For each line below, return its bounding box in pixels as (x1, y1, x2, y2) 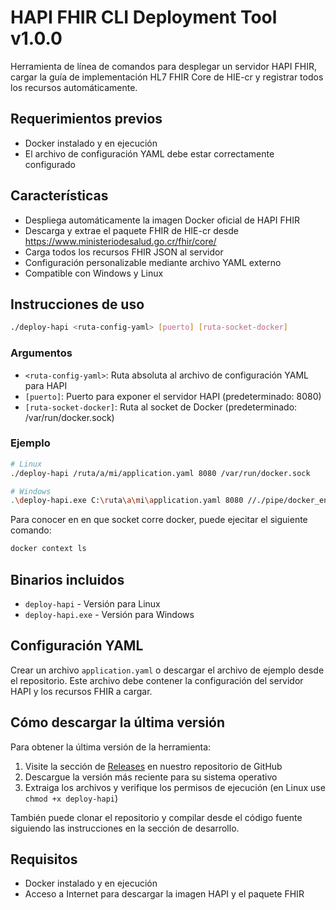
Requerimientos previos (10, 111, 163, 128)
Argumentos (10, 346, 73, 360)
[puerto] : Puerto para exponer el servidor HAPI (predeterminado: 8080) (24, 390, 322, 402)
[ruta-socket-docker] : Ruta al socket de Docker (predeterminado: (24, 401, 298, 413)
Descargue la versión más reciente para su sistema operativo (24, 771, 278, 783)
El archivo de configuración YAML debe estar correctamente (24, 147, 275, 160)
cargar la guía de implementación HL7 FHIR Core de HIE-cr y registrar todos (10, 71, 324, 83)
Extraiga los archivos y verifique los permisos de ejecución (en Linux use (24, 781, 326, 793)
